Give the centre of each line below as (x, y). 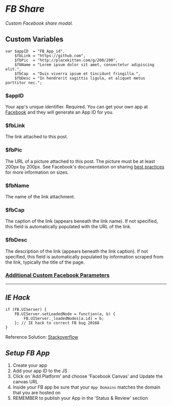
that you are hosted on (37, 393)
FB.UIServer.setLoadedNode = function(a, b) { (65, 314)
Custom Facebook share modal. (39, 23)
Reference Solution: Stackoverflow (42, 337)
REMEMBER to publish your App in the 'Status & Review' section (80, 398)
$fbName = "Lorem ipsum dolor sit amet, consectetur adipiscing (84, 65)
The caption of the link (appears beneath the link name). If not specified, (82, 221)
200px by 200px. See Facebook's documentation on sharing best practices (85, 167)
